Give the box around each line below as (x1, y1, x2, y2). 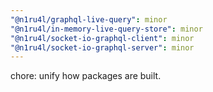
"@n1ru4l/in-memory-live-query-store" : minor (10, 24, 203, 34)
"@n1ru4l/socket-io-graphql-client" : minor (10, 33, 195, 43)
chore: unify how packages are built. (10, 70, 162, 82)
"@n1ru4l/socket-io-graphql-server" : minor (10, 42, 195, 53)
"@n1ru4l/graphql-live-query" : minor (10, 14, 168, 25)
